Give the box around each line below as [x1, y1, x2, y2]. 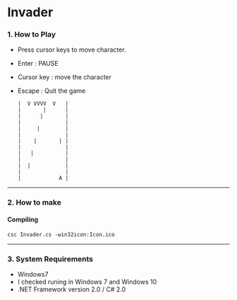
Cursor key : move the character [17, 73, 111, 81]
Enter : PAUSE [17, 59, 59, 68]
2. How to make [7, 197, 61, 207]
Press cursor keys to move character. [17, 45, 126, 54]
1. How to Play [7, 30, 56, 40]
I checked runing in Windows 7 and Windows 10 [17, 277, 157, 286]
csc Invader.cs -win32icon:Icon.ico [7, 231, 115, 238]
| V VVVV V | [17, 100, 69, 108]
